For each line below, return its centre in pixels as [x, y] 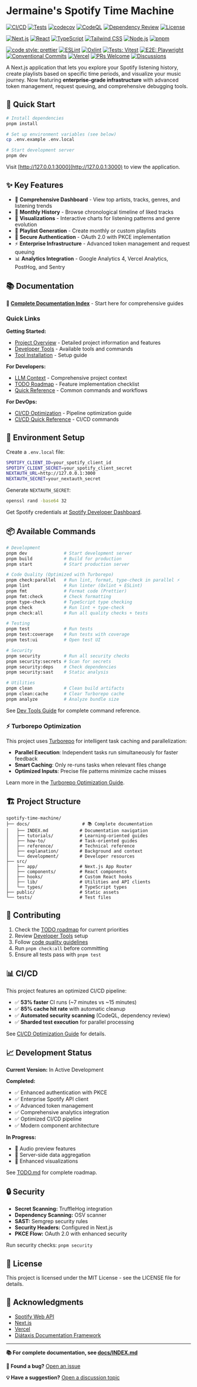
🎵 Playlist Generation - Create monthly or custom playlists [85, 231]
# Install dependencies [35, 118]
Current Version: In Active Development [55, 1070]
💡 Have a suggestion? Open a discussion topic [63, 1377]
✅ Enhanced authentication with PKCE [61, 1092]
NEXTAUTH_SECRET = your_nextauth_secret [53, 479]
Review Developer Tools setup [51, 936]
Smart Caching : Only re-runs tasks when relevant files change [90, 765]
